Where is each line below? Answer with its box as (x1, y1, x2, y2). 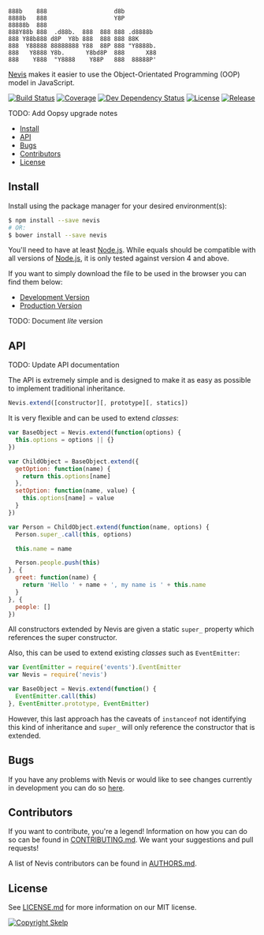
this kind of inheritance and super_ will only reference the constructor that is (8, 722, 255, 731)
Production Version (19, 301, 83, 311)
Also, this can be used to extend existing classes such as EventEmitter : (8, 648, 240, 658)
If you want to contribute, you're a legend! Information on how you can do (8, 827, 248, 836)
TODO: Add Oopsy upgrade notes (8, 109, 118, 118)
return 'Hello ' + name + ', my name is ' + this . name (22, 581, 206, 589)
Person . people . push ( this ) (15, 559, 101, 567)
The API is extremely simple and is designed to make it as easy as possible (8, 376, 251, 385)
